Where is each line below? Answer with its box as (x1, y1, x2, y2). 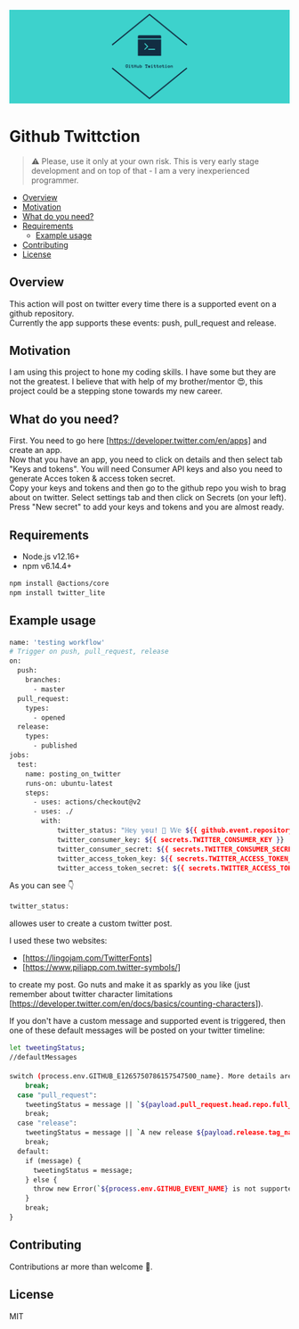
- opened (32, 713, 66, 722)
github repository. (9, 308, 75, 318)
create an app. (9, 445, 62, 456)
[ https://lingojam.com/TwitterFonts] (21, 953, 153, 963)
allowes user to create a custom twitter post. (9, 918, 173, 929)
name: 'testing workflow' (9, 638, 105, 647)
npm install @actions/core (9, 579, 109, 589)
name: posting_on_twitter (25, 769, 122, 779)
